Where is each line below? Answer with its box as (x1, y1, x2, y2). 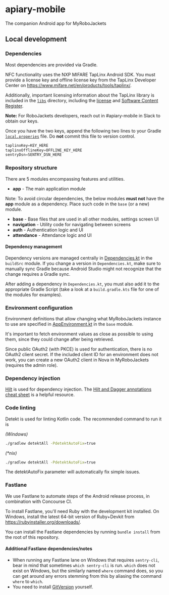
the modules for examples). (5, 291, 62, 297)
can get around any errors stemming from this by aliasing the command (12, 573, 161, 579)
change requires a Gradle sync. (5, 271, 71, 277)
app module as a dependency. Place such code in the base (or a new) (5, 201, 150, 207)
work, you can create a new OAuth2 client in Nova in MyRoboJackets (5, 357, 149, 363)
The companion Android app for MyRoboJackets (5, 20, 107, 26)
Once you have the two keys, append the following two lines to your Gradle (5, 127, 161, 134)
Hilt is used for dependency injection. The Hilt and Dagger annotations (5, 386, 152, 393)
